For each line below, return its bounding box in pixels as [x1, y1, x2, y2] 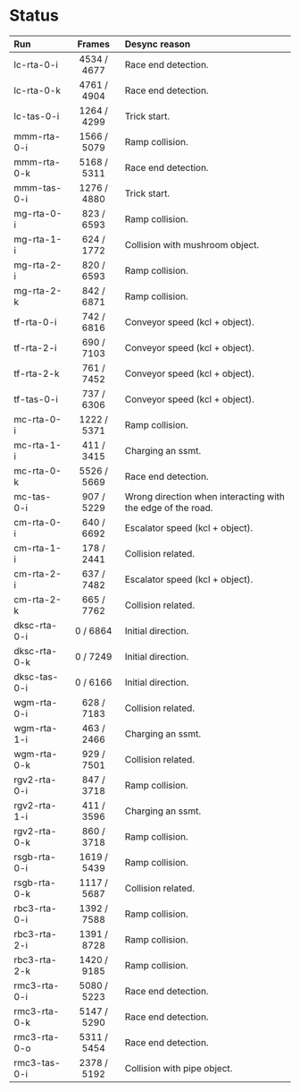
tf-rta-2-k [13, 367, 60, 380]
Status [9, 5, 60, 26]
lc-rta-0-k [13, 84, 61, 97]
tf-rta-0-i [13, 315, 57, 328]
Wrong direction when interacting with [124, 490, 286, 502]
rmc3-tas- [13, 1056, 61, 1069]
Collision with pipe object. [124, 1062, 233, 1074]
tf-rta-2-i [13, 341, 57, 354]
